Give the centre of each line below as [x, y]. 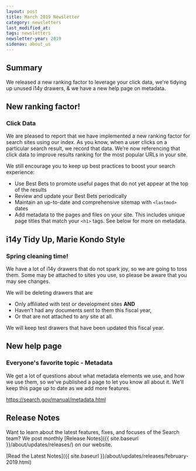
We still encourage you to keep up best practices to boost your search [91, 166]
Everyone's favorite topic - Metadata [59, 363]
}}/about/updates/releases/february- [145, 456]
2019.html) [19, 462]
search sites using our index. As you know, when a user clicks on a [87, 142]
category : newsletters [34, 22]
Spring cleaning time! [37, 256]
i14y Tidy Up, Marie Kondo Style [66, 239]
